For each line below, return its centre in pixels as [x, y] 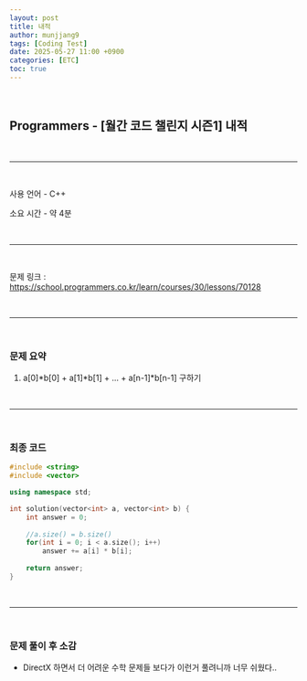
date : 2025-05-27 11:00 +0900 [67, 52]
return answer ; [55, 569]
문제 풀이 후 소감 [43, 645]
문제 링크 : [28, 276]
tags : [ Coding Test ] [49, 43]
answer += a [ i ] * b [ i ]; [87, 551]
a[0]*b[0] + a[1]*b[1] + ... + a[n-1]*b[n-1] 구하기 [112, 378]
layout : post [34, 18]
